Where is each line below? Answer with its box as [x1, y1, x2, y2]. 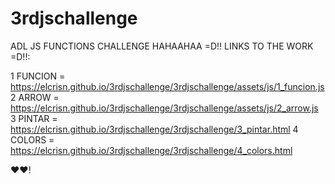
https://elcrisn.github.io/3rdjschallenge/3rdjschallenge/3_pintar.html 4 [10, 123, 299, 135]
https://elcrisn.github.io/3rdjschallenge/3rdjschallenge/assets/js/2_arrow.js [10, 102, 319, 114]
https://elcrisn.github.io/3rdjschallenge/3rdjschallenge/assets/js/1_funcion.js [10, 80, 325, 92]
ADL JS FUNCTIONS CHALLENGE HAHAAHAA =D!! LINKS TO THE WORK [10, 40, 314, 52]
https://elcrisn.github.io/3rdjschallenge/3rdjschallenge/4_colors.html [10, 144, 293, 156]
